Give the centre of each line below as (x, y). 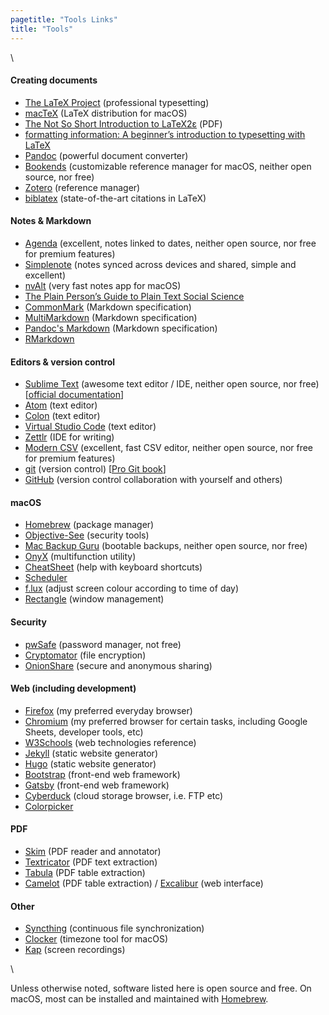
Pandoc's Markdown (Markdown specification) (121, 328)
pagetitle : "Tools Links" (64, 19)
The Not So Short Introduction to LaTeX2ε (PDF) (123, 123)
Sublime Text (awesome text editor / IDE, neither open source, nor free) (172, 384)
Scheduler (46, 578)
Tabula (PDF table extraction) (85, 872)
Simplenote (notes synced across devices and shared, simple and (160, 264)
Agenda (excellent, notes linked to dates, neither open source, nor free (170, 243)
